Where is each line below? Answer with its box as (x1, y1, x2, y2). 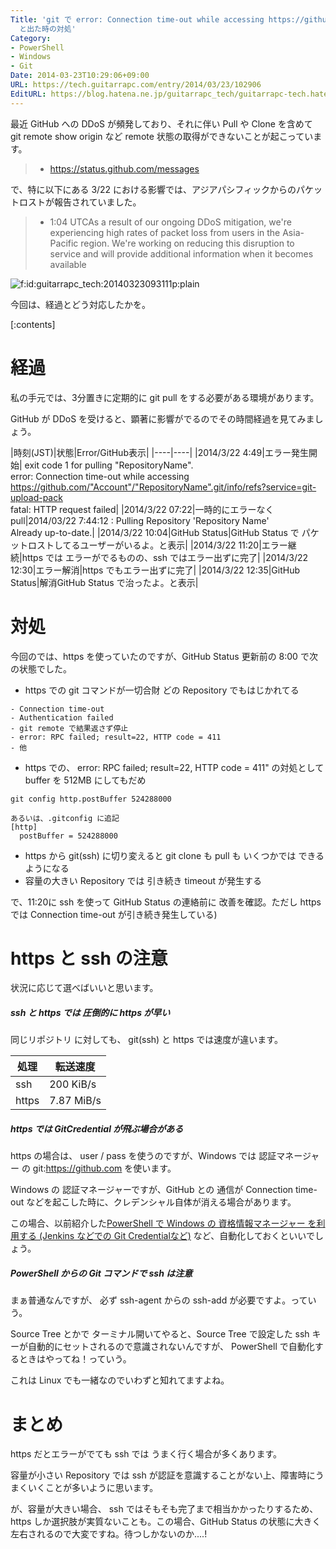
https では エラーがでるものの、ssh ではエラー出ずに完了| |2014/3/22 (21, 551, 309, 563)
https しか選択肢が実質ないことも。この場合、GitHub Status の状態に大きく (10, 1516, 322, 1528)
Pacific (49, 237, 79, 249)
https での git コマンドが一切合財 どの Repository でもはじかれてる (24, 684, 300, 696)
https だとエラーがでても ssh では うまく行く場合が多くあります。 (10, 1448, 283, 1460)
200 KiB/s (49, 1077, 97, 1091)
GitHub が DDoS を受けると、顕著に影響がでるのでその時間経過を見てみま (10, 412, 315, 425)
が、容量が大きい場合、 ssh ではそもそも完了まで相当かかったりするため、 (10, 1503, 319, 1515)
